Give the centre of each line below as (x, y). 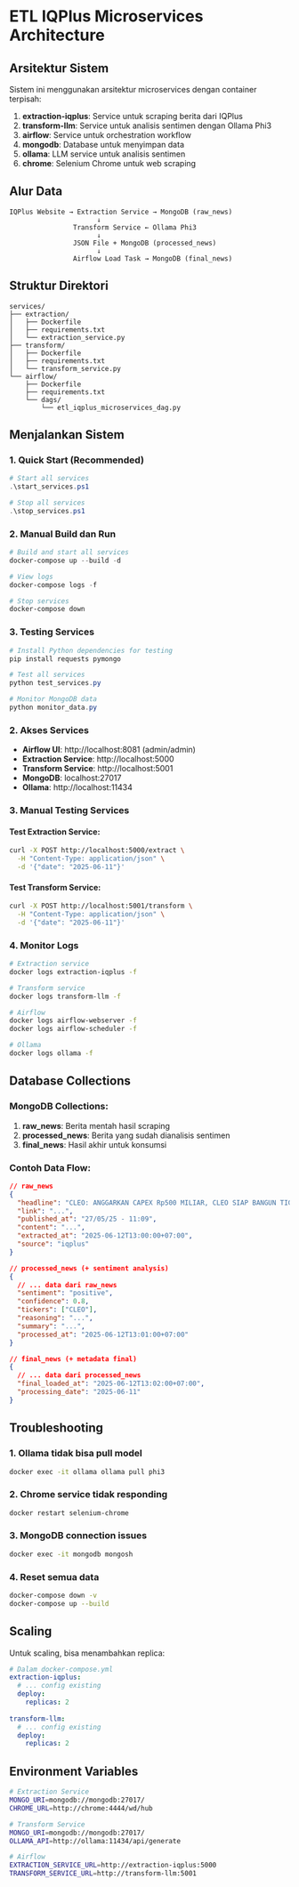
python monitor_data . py (53, 708)
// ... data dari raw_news (67, 1285)
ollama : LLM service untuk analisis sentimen (104, 154)
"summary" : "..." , (52, 1326)
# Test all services (48, 675)
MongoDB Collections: (59, 1107)
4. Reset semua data (54, 1577)
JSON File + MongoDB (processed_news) (145, 243)
